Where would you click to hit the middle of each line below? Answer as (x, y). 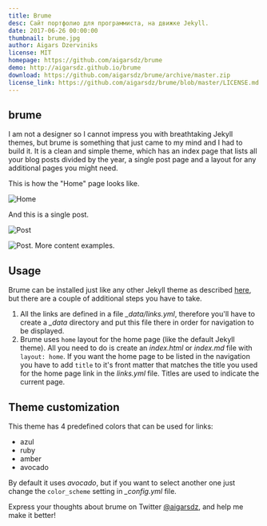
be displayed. (42, 331)
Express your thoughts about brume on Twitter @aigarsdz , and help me (126, 506)
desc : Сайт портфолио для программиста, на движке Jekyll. (109, 23)
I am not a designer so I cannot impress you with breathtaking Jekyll (121, 134)
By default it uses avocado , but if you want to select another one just (122, 482)
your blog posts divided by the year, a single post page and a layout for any (132, 160)
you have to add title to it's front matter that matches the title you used (139, 365)
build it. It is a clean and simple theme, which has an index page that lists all (133, 151)
